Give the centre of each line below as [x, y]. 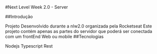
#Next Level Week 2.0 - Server [37, 7]
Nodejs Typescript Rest [29, 46]
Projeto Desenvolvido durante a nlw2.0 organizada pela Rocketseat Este [78, 26]
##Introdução [19, 16]
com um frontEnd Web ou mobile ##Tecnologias [54, 37]
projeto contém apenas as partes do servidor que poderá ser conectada [79, 31]
